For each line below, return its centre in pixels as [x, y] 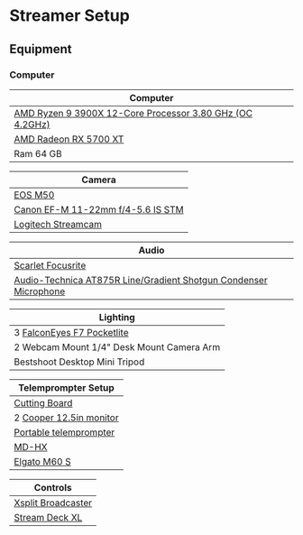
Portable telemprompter [64, 432]
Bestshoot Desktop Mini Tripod [79, 362]
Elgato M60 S [43, 461]
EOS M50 [34, 195]
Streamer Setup [70, 16]
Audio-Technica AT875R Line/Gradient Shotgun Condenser [141, 280]
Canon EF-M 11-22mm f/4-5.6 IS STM [99, 209]
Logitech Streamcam [58, 224]
